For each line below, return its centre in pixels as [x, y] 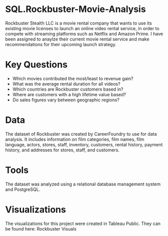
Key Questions [36, 65]
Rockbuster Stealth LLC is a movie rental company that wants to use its [78, 23]
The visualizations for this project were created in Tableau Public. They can [83, 223]
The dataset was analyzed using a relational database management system [83, 184]
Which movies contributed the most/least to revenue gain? [73, 78]
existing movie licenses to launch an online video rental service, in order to [82, 28]
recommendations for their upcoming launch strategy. [61, 44]
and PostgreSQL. [23, 189]
